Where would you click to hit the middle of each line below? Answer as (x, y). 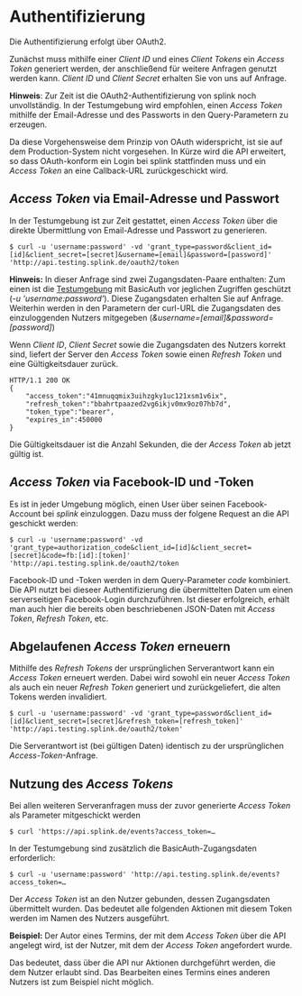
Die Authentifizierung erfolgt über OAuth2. (88, 41)
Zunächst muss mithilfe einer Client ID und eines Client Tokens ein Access (147, 59)
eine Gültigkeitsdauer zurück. (64, 363)
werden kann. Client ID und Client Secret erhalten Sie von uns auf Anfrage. (148, 78)
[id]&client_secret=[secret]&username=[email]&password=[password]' (141, 254)
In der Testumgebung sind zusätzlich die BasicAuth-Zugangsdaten (133, 848)
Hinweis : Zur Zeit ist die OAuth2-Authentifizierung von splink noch (133, 96)
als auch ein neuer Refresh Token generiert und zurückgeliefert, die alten (145, 688)
